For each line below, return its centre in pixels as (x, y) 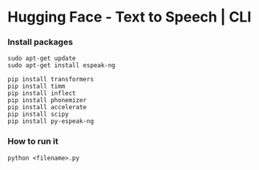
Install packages (40, 42)
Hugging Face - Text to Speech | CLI (129, 17)
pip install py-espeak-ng (51, 121)
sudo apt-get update (42, 59)
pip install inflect (42, 93)
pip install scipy (38, 115)
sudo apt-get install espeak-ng (61, 65)
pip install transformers (51, 80)
